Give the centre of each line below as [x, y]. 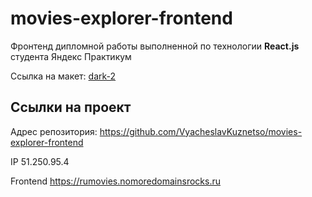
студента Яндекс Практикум [71, 56]
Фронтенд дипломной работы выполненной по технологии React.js [155, 46]
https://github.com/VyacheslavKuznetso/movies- [201, 131]
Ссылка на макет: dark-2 [63, 76]
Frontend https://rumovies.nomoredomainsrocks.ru [116, 181]
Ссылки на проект [71, 107]
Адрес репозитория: [54, 131]
